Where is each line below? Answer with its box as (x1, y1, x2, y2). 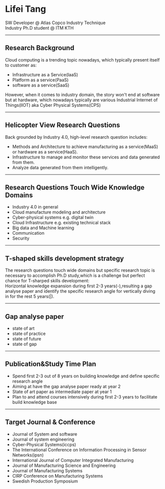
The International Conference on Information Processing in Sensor (12, 447, 147, 453)
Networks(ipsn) (12, 452, 44, 458)
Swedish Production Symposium (12, 478, 78, 484)
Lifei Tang (5, 3, 46, 15)
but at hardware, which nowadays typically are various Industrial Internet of (5, 97, 158, 103)
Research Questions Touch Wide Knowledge (5, 183, 145, 191)
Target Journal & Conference (5, 418, 96, 427)
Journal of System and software (12, 431, 78, 437)
